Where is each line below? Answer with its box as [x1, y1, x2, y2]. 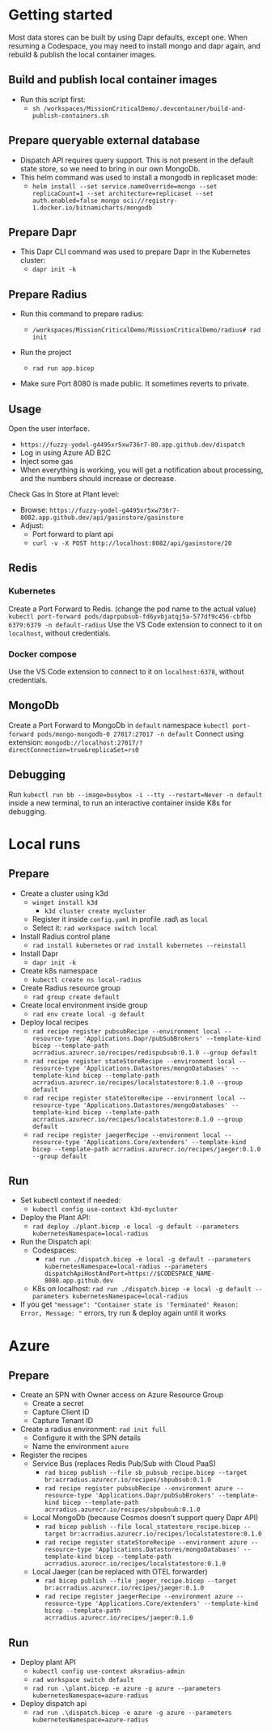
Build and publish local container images [8, 73, 218, 87]
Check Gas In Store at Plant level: [8, 489, 120, 499]
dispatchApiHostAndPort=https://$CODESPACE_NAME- [44, 1269, 215, 1278]
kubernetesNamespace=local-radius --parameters [44, 1263, 208, 1271]
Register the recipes [19, 1450, 87, 1460]
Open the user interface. [8, 424, 91, 433]
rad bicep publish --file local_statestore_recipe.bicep [44, 1523, 240, 1531]
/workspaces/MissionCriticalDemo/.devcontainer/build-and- [43, 104, 247, 112]
